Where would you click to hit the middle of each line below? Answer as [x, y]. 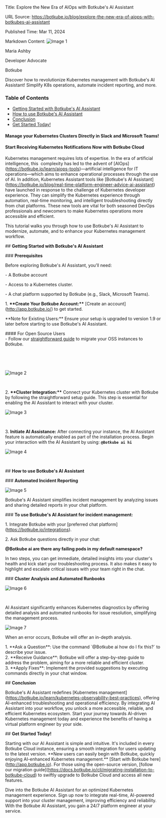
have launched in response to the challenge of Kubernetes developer [75, 190]
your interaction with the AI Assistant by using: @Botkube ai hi [69, 442]
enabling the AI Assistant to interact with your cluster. [60, 403]
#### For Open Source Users [35, 334]
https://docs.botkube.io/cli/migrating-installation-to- [101, 770]
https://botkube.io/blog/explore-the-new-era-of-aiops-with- [93, 17]
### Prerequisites [24, 256]
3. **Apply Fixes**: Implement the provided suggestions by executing [77, 668]
